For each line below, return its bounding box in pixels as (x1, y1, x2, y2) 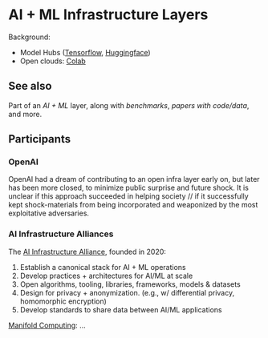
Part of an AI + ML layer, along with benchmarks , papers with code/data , (8, 100, 250, 110)
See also (8, 79, 52, 93)
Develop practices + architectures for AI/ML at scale (19, 271, 193, 280)
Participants (8, 132, 71, 146)
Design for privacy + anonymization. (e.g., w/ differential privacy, (19, 288, 235, 297)
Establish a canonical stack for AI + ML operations (19, 262, 186, 272)
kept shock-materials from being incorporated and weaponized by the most (8, 200, 258, 210)
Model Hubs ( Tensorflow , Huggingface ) (19, 47, 151, 57)
